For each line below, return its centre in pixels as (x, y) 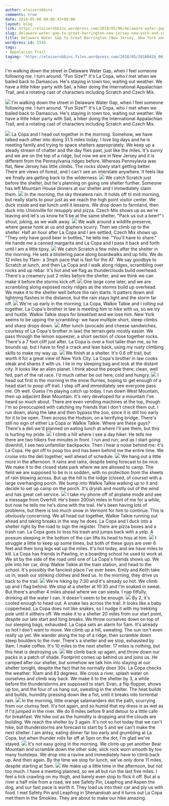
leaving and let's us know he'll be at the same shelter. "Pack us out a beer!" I (84, 216)
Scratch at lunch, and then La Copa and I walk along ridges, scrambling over (84, 265)
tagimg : (13, 57)
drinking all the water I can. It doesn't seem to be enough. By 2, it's (78, 598)
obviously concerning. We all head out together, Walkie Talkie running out (81, 516)
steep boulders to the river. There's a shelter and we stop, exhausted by (80, 641)
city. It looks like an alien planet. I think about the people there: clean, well (82, 369)
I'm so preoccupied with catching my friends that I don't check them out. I (82, 407)
